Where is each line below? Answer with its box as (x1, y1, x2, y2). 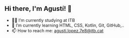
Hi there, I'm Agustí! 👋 (4, 5, 72, 13)
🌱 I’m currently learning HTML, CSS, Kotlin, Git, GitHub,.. (11, 22, 124, 28)
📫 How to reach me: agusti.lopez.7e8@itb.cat (11, 28, 104, 33)
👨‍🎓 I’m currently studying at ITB (11, 17, 75, 23)
